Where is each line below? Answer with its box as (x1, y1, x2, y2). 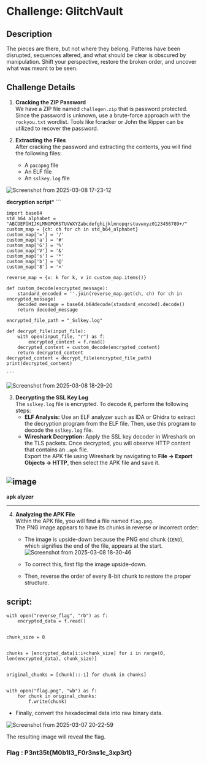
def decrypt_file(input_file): (6, 328, 86, 334)
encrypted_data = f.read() (17, 618, 86, 624)
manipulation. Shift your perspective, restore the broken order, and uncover (6, 58, 197, 65)
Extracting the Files (15, 136, 66, 144)
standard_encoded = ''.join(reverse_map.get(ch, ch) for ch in (17, 290, 183, 297)
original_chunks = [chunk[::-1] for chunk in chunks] (6, 672, 147, 678)
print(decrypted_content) (6, 360, 72, 366)
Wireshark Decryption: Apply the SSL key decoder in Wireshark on (24, 432, 196, 440)
